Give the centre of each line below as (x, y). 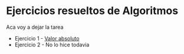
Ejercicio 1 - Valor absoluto (47, 38)
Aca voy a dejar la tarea (35, 27)
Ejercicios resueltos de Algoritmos (92, 11)
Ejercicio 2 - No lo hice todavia (52, 45)
